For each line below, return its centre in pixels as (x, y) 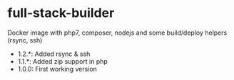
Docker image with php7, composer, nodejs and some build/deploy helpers (117, 33)
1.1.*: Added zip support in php (63, 61)
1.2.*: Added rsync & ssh (54, 54)
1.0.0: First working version (57, 69)
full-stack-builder (61, 13)
